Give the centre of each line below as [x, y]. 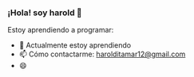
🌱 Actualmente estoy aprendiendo [75, 45]
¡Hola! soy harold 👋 [45, 13]
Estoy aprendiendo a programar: [61, 30]
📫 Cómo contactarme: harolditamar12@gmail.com [102, 54]
